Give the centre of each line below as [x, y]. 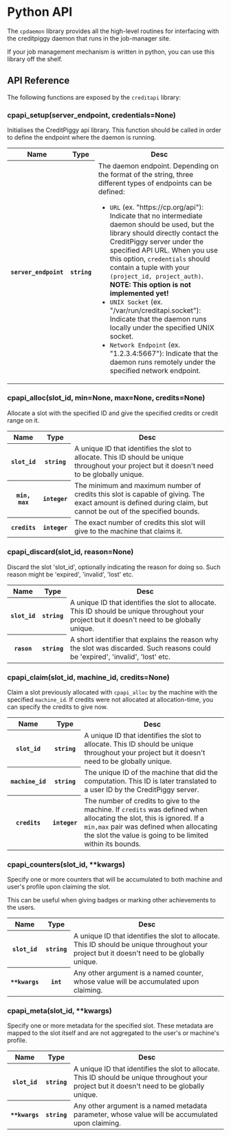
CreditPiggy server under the [157, 242]
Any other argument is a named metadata [140, 1105]
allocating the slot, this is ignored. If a [144, 818]
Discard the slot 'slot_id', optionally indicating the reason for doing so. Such [114, 567]
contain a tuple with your [150, 267]
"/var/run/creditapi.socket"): [155, 310]
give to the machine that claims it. [129, 531]
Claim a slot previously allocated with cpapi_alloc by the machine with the [112, 692]
